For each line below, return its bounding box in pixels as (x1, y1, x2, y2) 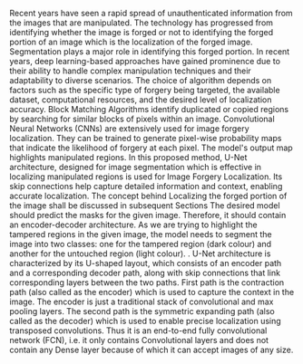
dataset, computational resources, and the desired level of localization (9, 94, 272, 105)
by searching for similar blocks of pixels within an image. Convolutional (9, 113, 275, 124)
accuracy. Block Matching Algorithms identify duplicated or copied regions (9, 104, 289, 114)
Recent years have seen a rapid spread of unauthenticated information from (9, 8, 293, 18)
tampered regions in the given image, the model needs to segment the (9, 229, 272, 239)
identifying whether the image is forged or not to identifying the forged (9, 27, 274, 37)
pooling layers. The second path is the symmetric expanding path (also (9, 306, 275, 316)
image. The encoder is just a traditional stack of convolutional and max (9, 296, 274, 307)
